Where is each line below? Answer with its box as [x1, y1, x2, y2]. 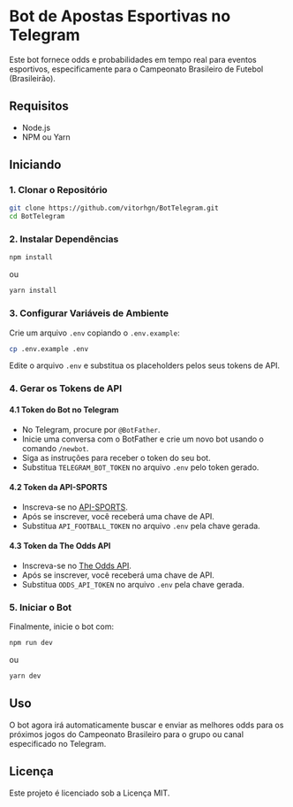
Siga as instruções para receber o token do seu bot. [21, 452, 211, 463]
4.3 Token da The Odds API [9, 541, 111, 551]
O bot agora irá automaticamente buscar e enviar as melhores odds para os [9, 719, 284, 730]
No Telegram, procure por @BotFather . [21, 424, 161, 434]
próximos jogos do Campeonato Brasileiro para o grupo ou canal [9, 728, 244, 740]
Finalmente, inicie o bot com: [9, 621, 115, 632]
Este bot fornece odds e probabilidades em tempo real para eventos [9, 54, 258, 65]
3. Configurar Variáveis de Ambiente [9, 307, 169, 319]
